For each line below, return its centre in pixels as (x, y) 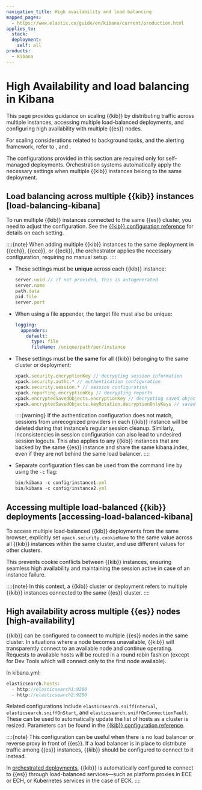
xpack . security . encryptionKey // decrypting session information (98, 376)
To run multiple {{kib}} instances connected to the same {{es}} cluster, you (99, 220)
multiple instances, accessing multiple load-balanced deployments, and (95, 122)
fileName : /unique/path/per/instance (78, 347)
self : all (29, 46)
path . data (27, 291)
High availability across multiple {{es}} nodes (93, 612)
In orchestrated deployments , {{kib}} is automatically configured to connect (100, 768)
